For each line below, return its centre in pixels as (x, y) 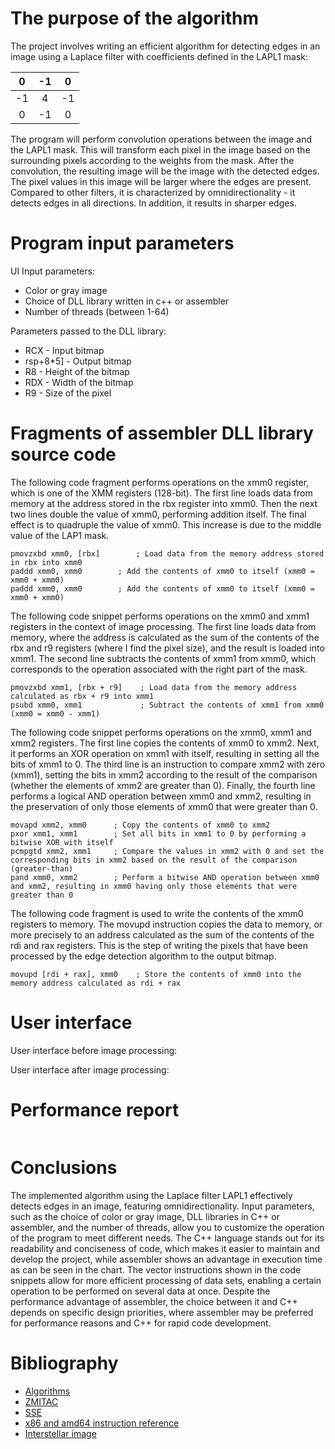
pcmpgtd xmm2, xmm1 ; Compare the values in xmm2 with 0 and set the (167, 851)
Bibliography (64, 1363)
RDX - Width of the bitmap (79, 382)
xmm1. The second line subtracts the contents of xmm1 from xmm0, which (163, 658)
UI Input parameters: (52, 271)
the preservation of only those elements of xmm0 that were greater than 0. (164, 806)
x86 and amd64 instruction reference (102, 1423)
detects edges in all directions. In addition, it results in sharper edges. (153, 203)
